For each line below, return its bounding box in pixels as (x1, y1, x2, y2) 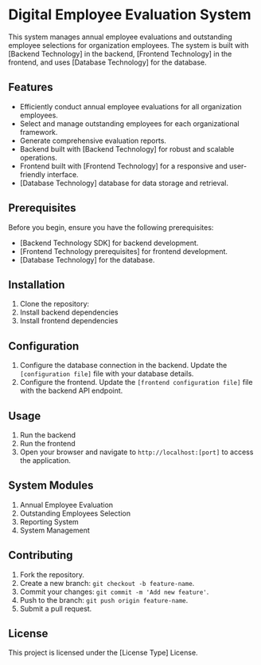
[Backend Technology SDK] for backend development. (19, 238, 199, 247)
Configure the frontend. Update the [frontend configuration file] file (19, 378, 253, 387)
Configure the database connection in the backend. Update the (19, 361, 228, 370)
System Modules (8, 479, 94, 493)
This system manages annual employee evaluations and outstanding (8, 32, 232, 42)
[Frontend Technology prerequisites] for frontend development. (19, 246, 228, 256)
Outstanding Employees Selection (19, 509, 131, 518)
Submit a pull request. (19, 604, 92, 613)
